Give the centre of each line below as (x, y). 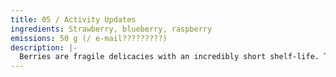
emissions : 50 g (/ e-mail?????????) (89, 38)
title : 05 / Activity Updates (73, 19)
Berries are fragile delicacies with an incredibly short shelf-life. (169, 57)
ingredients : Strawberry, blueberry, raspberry (111, 29)
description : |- (44, 47)
